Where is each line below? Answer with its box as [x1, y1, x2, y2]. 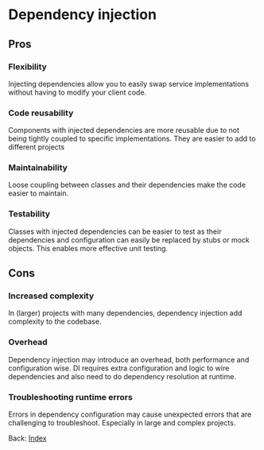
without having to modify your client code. [8, 87, 147, 97]
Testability [8, 208, 50, 219]
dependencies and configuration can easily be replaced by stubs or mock [8, 235, 250, 244]
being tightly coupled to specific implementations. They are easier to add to [8, 134, 256, 144]
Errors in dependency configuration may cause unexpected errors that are [8, 409, 252, 419]
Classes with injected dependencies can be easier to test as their [8, 227, 222, 236]
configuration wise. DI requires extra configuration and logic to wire [8, 363, 230, 373]
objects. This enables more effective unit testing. [8, 243, 169, 253]
